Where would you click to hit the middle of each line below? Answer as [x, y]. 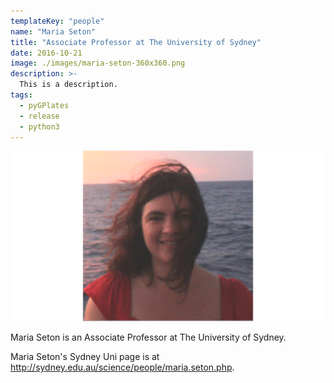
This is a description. [68, 85]
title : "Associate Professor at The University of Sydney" [136, 42]
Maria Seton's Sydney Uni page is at [85, 357]
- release [39, 116]
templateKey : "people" [57, 21]
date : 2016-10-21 [46, 53]
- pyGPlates [44, 105]
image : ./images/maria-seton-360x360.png [98, 63]
